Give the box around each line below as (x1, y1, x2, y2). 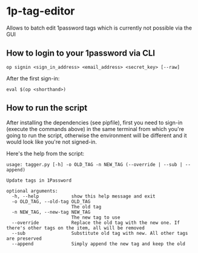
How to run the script (6, 103, 88, 113)
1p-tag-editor (6, 4, 75, 18)
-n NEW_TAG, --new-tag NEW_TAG (12, 209, 91, 215)
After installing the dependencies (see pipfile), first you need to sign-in (6, 119, 183, 126)
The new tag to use (71, 214, 120, 220)
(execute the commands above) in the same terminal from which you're (6, 125, 185, 132)
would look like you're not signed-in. (6, 138, 97, 146)
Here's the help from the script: (6, 150, 85, 157)
